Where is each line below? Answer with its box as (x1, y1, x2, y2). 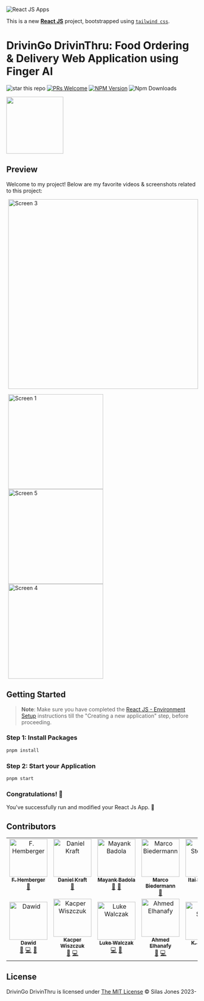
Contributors (6, 821, 56, 832)
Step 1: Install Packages (6, 733, 78, 742)
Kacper (63, 937, 82, 943)
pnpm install (6, 747, 39, 753)
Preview (6, 165, 38, 175)
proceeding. (21, 718, 52, 725)
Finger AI (6, 64, 53, 78)
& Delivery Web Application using (6, 52, 179, 66)
